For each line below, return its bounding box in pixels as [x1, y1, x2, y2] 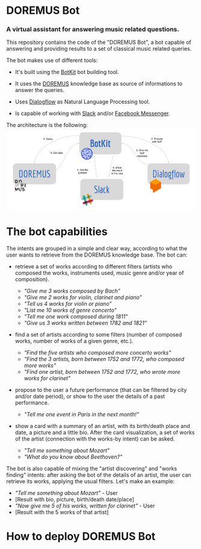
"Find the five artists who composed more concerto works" [23, 349, 172, 356]
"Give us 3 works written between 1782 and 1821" [23, 319, 147, 326]
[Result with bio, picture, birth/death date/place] [14, 495, 134, 503]
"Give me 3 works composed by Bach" [23, 287, 120, 294]
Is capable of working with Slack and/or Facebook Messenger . [14, 110, 170, 117]
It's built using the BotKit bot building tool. [14, 69, 119, 76]
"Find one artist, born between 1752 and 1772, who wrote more [23, 368, 181, 375]
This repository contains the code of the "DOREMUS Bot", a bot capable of [6, 39, 191, 46]
